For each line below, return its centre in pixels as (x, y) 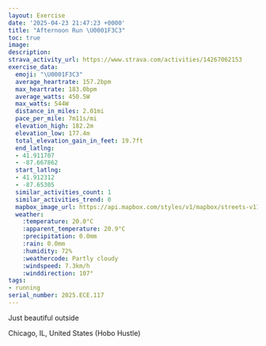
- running (25, 288)
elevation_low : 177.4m (53, 133)
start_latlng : (38, 170)
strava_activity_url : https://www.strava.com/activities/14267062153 (125, 60)
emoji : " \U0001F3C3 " (49, 74)
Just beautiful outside (44, 317)
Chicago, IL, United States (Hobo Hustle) (74, 333)
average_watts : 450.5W (53, 97)
